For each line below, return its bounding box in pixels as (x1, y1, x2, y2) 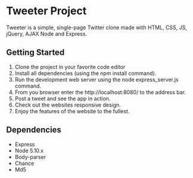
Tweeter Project (6, 4, 87, 18)
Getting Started (6, 48, 65, 58)
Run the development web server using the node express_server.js (14, 76, 179, 83)
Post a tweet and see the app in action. (14, 95, 111, 102)
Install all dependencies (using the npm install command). (14, 70, 157, 77)
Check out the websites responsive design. (14, 101, 121, 108)
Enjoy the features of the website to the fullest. (14, 107, 130, 114)
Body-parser (14, 153, 46, 160)
